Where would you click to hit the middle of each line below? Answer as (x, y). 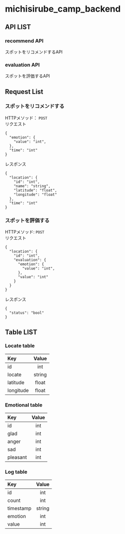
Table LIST (21, 332)
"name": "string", (32, 186)
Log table (16, 472)
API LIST (18, 27)
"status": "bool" (27, 313)
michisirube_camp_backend (63, 9)
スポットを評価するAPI (28, 76)
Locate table (20, 346)
